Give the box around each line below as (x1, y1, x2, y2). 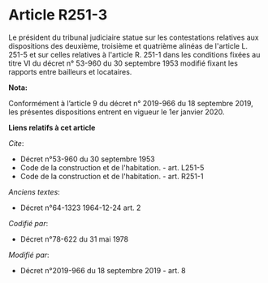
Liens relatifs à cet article (8, 122, 96, 132)
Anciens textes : (8, 187, 61, 196)
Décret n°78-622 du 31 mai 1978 (19, 234, 128, 244)
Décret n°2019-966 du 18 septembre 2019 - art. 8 (19, 265, 187, 275)
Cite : (8, 138, 24, 148)
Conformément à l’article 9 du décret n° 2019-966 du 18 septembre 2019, (8, 98, 253, 108)
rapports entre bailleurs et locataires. (8, 66, 132, 76)
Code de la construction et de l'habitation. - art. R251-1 (19, 171, 204, 181)
